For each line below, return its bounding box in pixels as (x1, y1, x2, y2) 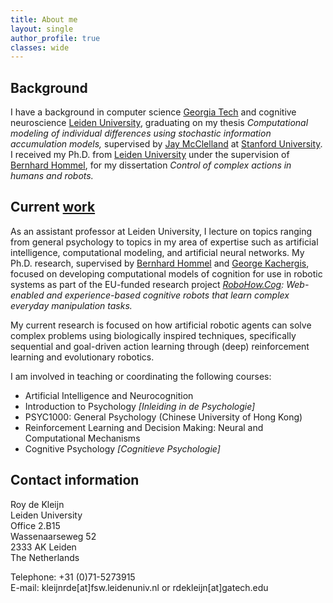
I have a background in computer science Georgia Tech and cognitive (10, 106, 297, 118)
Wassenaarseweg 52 (10, 530, 97, 542)
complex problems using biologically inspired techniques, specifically (10, 329, 297, 341)
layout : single (10, 24, 74, 34)
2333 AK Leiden (10, 541, 77, 553)
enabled (10, 289, 45, 301)
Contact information (10, 472, 140, 489)
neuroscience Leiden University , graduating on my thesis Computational (10, 117, 309, 129)
